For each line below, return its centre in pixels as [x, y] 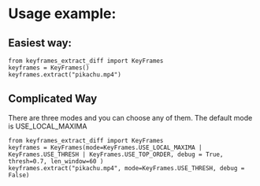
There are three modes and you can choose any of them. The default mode [130, 117]
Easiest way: [40, 43]
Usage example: [62, 14]
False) [19, 175]
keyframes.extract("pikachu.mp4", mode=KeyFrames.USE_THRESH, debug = [126, 168]
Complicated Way [53, 99]
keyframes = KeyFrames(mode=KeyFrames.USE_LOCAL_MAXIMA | [105, 147]
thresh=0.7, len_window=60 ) [56, 161]
